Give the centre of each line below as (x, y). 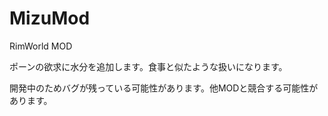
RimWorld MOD (41, 46)
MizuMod (50, 18)
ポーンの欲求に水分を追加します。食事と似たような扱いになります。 (148, 66)
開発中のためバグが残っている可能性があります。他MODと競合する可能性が (164, 88)
